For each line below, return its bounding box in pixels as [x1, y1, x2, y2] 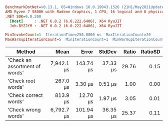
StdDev [98, 48, 117, 55]
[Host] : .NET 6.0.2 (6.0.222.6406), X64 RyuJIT [9, 19, 122, 24]
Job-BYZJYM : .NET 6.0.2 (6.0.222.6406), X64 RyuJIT [9, 23, 122, 28]
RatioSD [140, 48, 160, 55]
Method [16, 48, 36, 55]
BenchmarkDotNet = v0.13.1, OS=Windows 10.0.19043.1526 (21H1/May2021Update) [5, 5, 166, 10]
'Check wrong [7, 106, 41, 113]
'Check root [7, 77, 35, 84]
